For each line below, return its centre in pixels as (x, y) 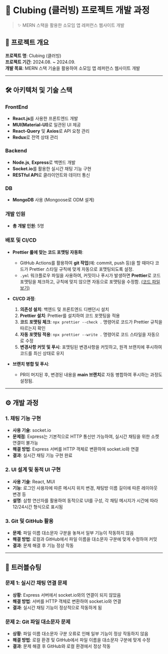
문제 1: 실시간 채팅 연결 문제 (36, 583)
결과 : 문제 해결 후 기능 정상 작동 (43, 545)
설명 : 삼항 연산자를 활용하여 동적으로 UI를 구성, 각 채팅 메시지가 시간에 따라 (85, 500)
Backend (16, 151)
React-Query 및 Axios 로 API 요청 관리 (51, 131)
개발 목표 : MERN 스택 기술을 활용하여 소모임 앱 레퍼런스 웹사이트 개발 (73, 68)
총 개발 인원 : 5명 (28, 226)
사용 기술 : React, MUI (33, 481)
